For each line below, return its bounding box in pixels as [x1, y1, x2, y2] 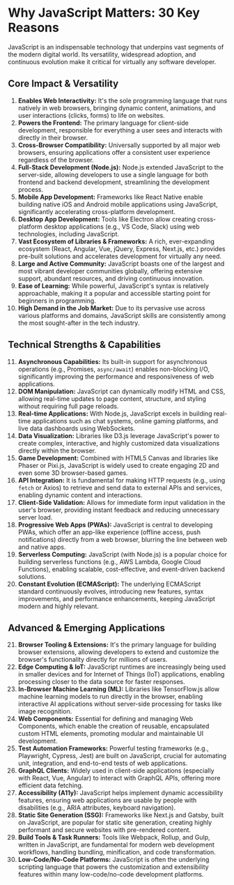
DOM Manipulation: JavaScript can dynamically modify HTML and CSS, [17, 387, 226, 395]
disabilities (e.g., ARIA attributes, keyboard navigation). [17, 803, 176, 812]
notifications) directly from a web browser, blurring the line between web [17, 535, 228, 543]
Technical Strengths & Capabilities [8, 339, 161, 351]
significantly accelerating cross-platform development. [17, 207, 176, 215]
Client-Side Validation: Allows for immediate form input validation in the [17, 498, 226, 506]
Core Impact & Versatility [8, 78, 119, 90]
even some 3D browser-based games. [17, 469, 128, 477]
